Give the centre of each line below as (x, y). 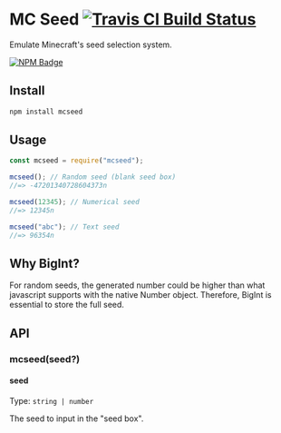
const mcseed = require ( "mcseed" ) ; (77, 161)
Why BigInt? (44, 263)
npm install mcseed (46, 112)
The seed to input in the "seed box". (77, 418)
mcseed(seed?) (44, 359)
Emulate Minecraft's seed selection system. (91, 44)
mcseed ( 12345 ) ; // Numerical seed (75, 202)
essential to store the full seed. (67, 305)
